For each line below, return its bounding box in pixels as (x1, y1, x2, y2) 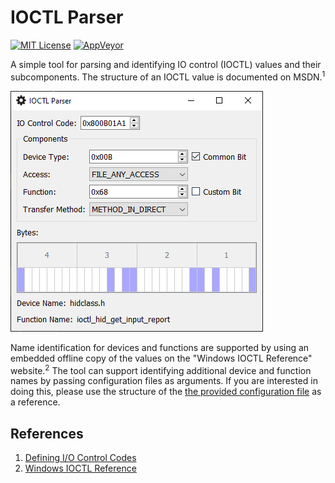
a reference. (10, 396, 61, 408)
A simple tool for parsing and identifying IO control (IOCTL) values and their (10, 58, 322, 70)
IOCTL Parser (10, 6, 124, 29)
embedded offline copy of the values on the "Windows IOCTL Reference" (10, 352, 313, 364)
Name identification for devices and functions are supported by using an (10, 341, 310, 353)
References (10, 425, 84, 442)
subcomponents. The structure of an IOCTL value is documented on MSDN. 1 (10, 69, 326, 83)
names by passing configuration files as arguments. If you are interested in (10, 375, 318, 387)
